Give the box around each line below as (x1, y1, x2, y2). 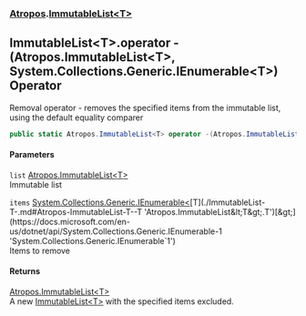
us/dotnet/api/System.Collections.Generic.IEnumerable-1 (9, 226, 223, 237)
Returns (9, 266, 41, 277)
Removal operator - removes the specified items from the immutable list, (9, 102, 281, 113)
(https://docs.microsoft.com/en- (9, 216, 130, 227)
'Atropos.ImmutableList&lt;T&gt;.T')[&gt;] (144, 206, 296, 217)
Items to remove (9, 245, 71, 256)
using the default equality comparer (9, 112, 144, 123)
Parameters (9, 149, 55, 160)
